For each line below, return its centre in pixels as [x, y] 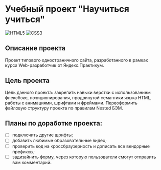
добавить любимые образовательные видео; [59, 141]
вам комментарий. [32, 162]
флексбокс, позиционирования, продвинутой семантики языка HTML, [78, 97]
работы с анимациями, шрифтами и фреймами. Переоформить [71, 103]
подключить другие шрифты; [43, 135]
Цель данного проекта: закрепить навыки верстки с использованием [78, 92]
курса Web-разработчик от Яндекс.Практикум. [55, 65]
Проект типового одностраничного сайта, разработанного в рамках [77, 60]
